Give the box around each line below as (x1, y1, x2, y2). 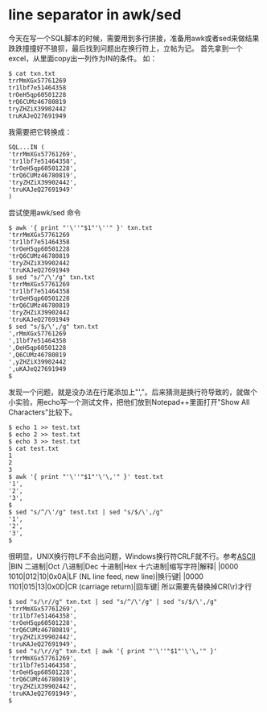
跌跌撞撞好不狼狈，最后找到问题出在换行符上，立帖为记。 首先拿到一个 (8, 43, 243, 53)
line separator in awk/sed (8, 6, 182, 24)
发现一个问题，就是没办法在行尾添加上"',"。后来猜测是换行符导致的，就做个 (8, 387, 257, 397)
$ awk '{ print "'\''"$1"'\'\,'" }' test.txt (8, 473, 163, 481)
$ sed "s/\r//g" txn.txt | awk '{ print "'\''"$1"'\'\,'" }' (8, 647, 218, 655)
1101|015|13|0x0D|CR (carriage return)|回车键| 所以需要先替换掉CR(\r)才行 (8, 581, 253, 591)
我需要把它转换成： (8, 127, 72, 136)
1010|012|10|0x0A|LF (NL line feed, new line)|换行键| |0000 (8, 571, 203, 581)
